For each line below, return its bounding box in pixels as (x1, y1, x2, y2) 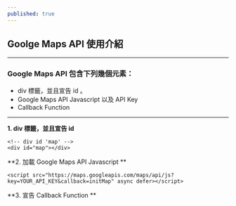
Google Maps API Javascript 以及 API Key (17, 95, 138, 103)
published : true (7, 10, 55, 18)
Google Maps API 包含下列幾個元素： (7, 69, 134, 79)
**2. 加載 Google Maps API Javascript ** (7, 157, 127, 166)
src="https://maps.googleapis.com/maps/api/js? (32, 172, 174, 179)
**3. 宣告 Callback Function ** (7, 191, 97, 199)
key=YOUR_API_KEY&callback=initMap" (7, 177, 114, 185)
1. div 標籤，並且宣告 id (7, 124, 74, 132)
